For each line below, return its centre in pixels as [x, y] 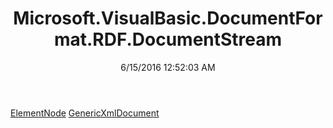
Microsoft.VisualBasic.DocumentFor [168, 18]
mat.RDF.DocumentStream [168, 39]
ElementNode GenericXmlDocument [85, 113]
